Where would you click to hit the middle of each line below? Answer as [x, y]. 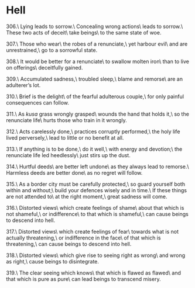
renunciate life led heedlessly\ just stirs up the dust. [68, 155]
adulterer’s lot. [23, 85]
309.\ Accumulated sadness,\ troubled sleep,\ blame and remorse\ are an [95, 79]
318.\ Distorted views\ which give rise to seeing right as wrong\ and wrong [96, 255]
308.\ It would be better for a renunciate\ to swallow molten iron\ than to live [97, 61]
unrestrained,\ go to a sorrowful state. [52, 50]
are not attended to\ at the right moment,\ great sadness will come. [87, 196]
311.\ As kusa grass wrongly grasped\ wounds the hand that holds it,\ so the [97, 114]
